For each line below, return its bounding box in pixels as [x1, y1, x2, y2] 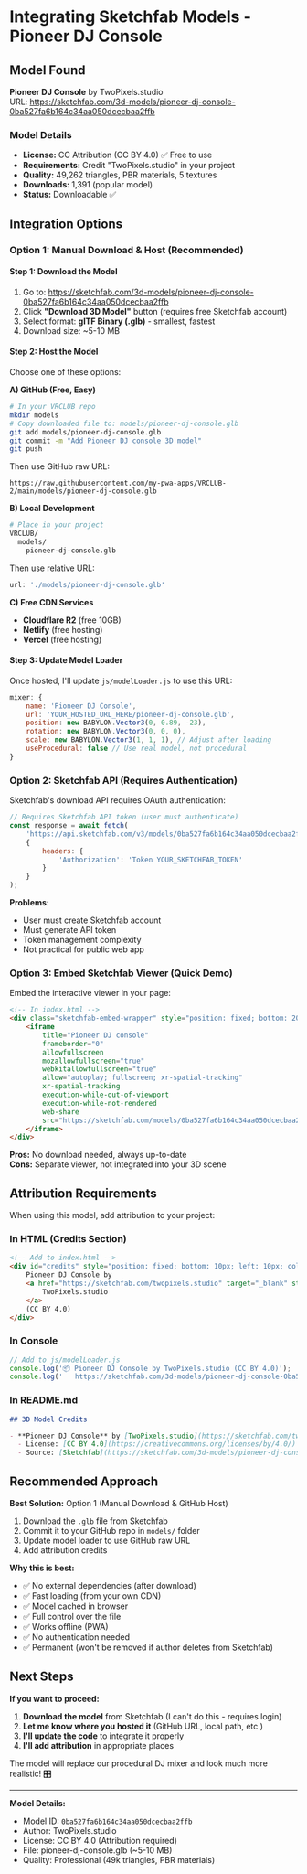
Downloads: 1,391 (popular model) [22, 179, 153, 190]
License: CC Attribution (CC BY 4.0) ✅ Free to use [22, 149, 213, 161]
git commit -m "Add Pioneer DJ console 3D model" [9, 436, 203, 445]
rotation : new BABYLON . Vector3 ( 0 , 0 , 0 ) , [26, 727, 186, 736]
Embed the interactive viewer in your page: [9, 988, 172, 999]
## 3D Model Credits [9, 1415, 89, 1424]
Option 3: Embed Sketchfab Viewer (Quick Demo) [9, 967, 233, 980]
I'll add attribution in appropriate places [22, 1740, 175, 1751]
